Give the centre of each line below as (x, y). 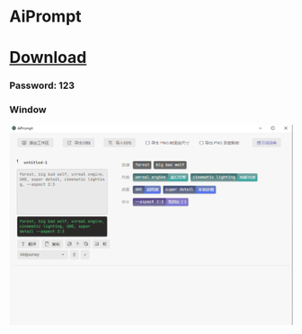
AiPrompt (46, 17)
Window (28, 110)
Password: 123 (42, 85)
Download (48, 58)
